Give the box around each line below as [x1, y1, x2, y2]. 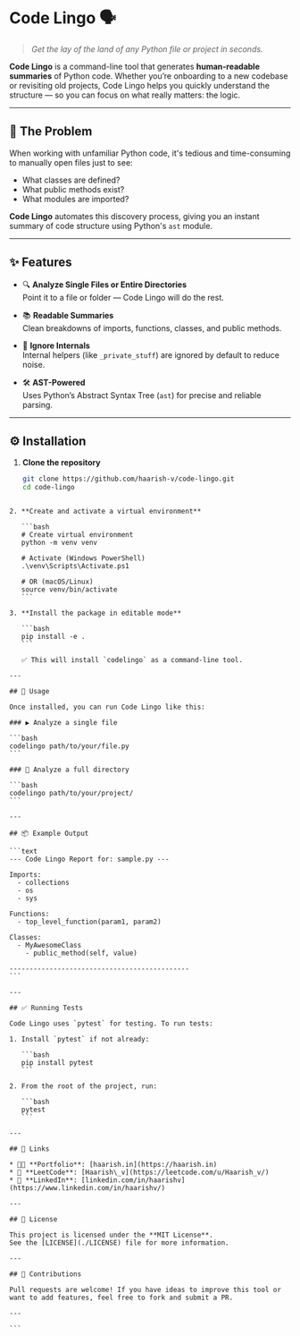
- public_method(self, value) [25, 949, 138, 958]
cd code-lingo [21, 483, 75, 492]
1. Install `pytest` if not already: [9, 1035, 150, 1044]
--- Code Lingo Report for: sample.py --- [9, 855, 170, 864]
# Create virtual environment [21, 531, 134, 540]
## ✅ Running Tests [9, 1004, 83, 1013]
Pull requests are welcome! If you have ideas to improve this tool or [9, 1286, 281, 1295]
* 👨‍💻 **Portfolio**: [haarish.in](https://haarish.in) [9, 1161, 218, 1170]
